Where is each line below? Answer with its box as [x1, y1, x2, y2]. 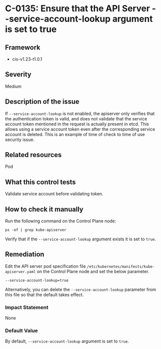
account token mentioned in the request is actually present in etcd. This [5, 121, 149, 127]
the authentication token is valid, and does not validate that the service [5, 116, 147, 121]
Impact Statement [5, 304, 49, 311]
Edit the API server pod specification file [5, 263, 86, 269]
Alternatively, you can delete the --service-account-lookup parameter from [5, 286, 156, 292]
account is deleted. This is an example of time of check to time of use [5, 131, 145, 137]
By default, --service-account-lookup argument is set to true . [5, 338, 129, 344]
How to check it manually [5, 205, 84, 213]
